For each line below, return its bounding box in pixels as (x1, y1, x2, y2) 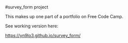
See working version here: (5, 23, 59, 29)
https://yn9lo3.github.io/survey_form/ (5, 33, 81, 38)
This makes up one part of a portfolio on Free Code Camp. (5, 14, 124, 19)
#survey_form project (5, 4, 48, 10)
